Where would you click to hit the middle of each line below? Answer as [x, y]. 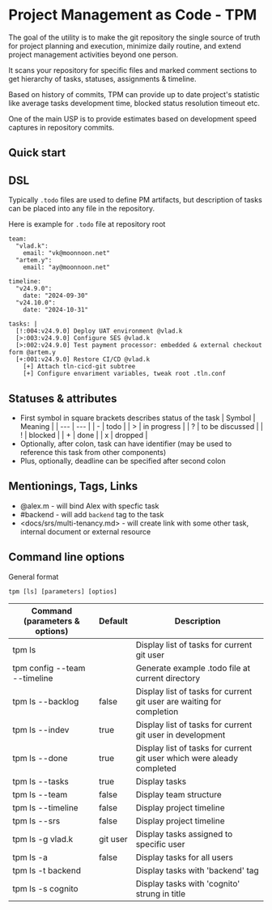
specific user [160, 844]
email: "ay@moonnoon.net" [67, 268]
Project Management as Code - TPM [133, 15]
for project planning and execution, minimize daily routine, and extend [125, 45]
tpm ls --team [40, 794]
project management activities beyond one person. [93, 54]
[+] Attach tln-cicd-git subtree [79, 367]
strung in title [161, 894]
